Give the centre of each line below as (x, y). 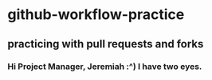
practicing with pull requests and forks (106, 44)
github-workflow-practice (96, 15)
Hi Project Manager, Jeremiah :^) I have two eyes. (105, 67)
